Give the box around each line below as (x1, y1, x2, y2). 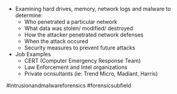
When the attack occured (24, 38, 88, 45)
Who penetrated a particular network (24, 18, 118, 25)
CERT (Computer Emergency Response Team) (24, 57, 141, 64)
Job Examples (15, 51, 51, 57)
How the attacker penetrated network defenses (24, 31, 143, 38)
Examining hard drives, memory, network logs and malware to (15, 5, 171, 12)
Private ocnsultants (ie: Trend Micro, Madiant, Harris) (24, 70, 158, 77)
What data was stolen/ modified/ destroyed (24, 24, 133, 32)
